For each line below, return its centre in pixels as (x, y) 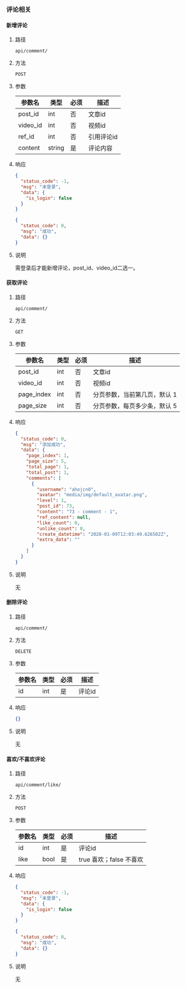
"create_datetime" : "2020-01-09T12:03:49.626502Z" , (103, 534)
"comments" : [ (44, 478)
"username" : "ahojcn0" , (67, 489)
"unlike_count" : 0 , (61, 529)
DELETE (23, 652)
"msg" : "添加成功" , (43, 444)
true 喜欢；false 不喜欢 (111, 860)
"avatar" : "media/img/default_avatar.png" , (92, 495)
